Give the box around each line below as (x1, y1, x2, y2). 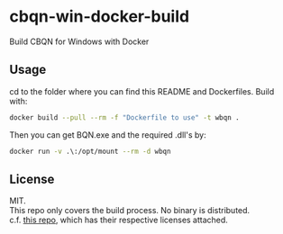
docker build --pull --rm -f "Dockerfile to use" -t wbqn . (9, 112, 241, 122)
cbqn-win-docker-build (9, 6, 190, 27)
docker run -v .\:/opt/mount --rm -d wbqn (9, 147, 171, 156)
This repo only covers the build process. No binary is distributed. (9, 205, 251, 216)
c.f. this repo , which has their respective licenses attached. (9, 214, 228, 226)
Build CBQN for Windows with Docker (9, 36, 150, 47)
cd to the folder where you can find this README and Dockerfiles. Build (9, 85, 275, 96)
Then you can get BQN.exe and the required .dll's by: (9, 129, 206, 140)
